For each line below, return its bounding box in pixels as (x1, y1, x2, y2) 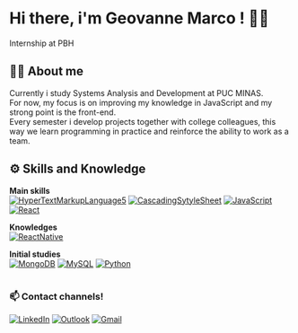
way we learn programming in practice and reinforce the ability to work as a (9, 126, 289, 136)
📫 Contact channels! (9, 290, 104, 302)
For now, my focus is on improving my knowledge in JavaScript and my (9, 97, 273, 108)
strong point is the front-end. (9, 107, 117, 118)
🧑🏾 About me (9, 64, 83, 79)
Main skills (9, 185, 51, 196)
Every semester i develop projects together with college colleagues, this (9, 116, 276, 127)
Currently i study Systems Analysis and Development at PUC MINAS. (9, 87, 264, 98)
